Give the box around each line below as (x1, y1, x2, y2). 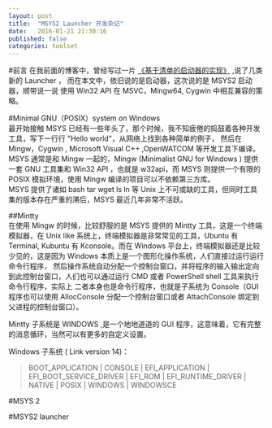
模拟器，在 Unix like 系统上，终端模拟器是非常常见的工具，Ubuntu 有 (8, 231, 239, 241)
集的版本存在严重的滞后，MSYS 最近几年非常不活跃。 (8, 194, 188, 204)
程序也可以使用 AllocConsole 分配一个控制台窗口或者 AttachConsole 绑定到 (8, 292, 260, 302)
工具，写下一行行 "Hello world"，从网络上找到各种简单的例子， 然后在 (8, 133, 242, 143)
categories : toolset (8, 42, 79, 50)
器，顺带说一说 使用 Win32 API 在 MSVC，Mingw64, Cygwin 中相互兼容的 (8, 86, 256, 96)
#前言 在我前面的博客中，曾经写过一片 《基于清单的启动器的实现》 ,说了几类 (8, 66, 263, 76)
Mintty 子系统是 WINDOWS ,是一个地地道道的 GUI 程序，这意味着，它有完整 (8, 319, 261, 330)
